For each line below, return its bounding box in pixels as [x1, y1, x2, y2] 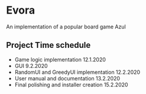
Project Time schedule [6, 40, 91, 50]
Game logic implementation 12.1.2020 [14, 56, 106, 63]
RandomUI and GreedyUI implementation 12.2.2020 [14, 69, 141, 76]
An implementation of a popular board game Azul [6, 23, 126, 30]
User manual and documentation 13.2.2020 [14, 74, 120, 82]
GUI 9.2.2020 [14, 62, 48, 69]
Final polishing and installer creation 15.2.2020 [14, 81, 128, 88]
